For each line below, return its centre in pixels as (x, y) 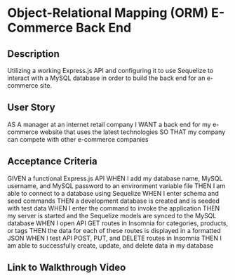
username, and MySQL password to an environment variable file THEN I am (116, 186)
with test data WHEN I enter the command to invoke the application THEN (114, 208)
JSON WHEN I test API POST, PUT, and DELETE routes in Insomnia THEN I (115, 238)
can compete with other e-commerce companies (78, 139)
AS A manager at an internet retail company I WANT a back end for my (109, 124)
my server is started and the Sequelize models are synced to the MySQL (112, 215)
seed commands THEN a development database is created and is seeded (113, 201)
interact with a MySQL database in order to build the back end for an (106, 78)
